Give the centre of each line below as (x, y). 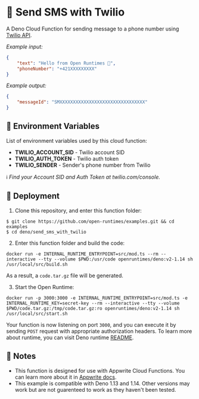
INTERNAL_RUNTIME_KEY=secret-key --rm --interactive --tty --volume (93, 303)
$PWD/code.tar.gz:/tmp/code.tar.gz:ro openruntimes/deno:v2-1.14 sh (93, 308)
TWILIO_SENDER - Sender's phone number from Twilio (83, 165)
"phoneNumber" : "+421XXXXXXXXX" (57, 69)
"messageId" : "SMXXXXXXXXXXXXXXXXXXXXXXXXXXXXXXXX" (82, 102)
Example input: (24, 47)
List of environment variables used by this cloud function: (77, 140)
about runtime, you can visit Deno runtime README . (70, 337)
